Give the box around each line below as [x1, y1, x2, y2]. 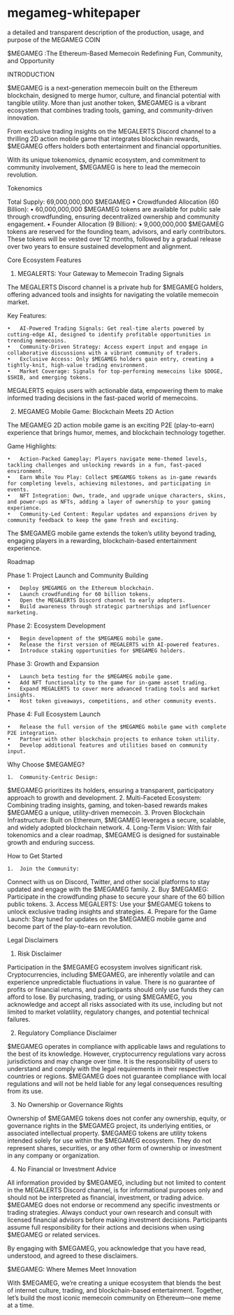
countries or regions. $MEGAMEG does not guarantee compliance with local [7, 1072, 227, 1080]
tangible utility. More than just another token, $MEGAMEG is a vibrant [7, 98, 207, 106]
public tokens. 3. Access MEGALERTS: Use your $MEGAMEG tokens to [7, 900, 212, 908]
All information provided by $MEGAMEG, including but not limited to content [7, 1178, 226, 1187]
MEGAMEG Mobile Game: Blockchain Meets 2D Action [17, 407, 174, 415]
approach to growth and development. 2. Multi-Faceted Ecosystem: [7, 793, 202, 801]
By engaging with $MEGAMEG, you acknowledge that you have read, [7, 1244, 206, 1252]
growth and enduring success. [7, 838, 96, 846]
